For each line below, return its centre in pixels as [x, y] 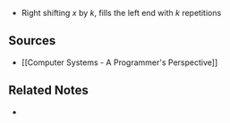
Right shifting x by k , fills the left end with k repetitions [121, 13]
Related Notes [48, 90]
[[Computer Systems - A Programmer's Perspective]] [119, 62]
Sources [32, 41]
